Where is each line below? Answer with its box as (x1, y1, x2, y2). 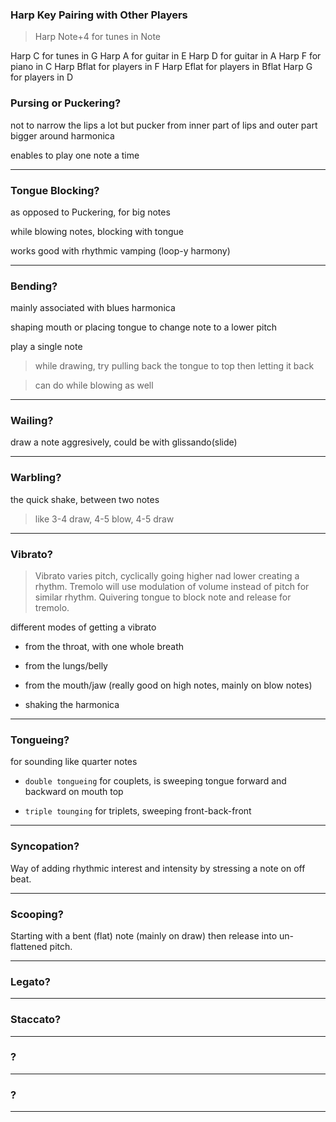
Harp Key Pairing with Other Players (10, 8, 188, 22)
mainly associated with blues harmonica (10, 302, 176, 314)
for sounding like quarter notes (10, 756, 138, 768)
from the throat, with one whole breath (24, 641, 185, 653)
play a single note (10, 341, 83, 353)
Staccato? (10, 1013, 62, 1027)
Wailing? (10, 414, 54, 428)
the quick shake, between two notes (10, 493, 160, 505)
